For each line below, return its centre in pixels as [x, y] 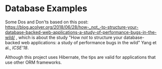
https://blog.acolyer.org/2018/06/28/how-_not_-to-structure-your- [72, 27]
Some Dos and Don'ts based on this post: [47, 22]
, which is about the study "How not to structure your [69, 37]
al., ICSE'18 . [17, 48]
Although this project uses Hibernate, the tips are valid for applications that [81, 57]
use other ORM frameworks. [33, 62]
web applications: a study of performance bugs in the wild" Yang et [89, 42]
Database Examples [46, 9]
